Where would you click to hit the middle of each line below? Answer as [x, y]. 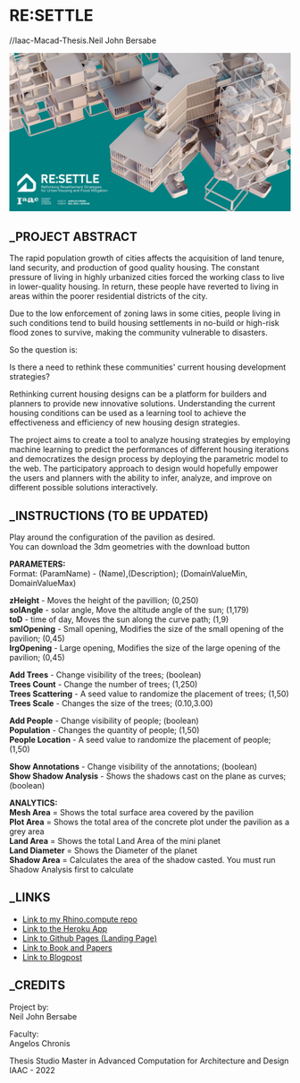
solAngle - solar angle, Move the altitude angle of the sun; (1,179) [129, 610]
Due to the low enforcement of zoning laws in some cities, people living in [145, 313]
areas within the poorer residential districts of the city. [108, 296]
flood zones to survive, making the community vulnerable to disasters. [138, 333]
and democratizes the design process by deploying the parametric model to [149, 459]
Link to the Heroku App [65, 928]
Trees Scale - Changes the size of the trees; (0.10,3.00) [111, 704]
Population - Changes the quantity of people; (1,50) [104, 730]
